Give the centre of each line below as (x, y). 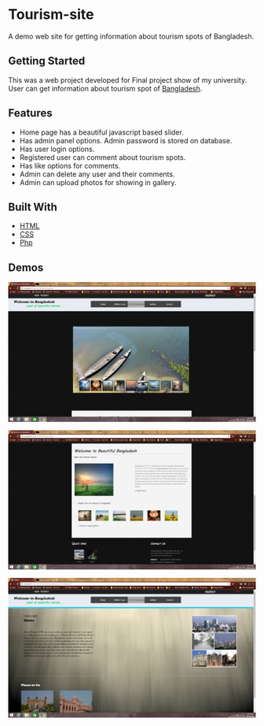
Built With (33, 207)
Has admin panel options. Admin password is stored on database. (126, 140)
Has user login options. (57, 149)
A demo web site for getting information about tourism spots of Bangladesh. (131, 36)
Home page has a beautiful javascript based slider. (102, 132)
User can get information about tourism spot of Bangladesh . (105, 88)
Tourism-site (51, 15)
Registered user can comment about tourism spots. (103, 157)
